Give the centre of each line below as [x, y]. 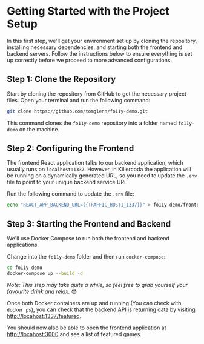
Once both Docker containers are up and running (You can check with [94, 303]
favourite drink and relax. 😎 [42, 291]
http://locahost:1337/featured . [44, 316]
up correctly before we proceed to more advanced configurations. [89, 60]
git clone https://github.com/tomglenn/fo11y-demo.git [77, 111]
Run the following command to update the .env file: [71, 194]
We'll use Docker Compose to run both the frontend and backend [88, 239]
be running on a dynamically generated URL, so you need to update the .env [102, 176]
